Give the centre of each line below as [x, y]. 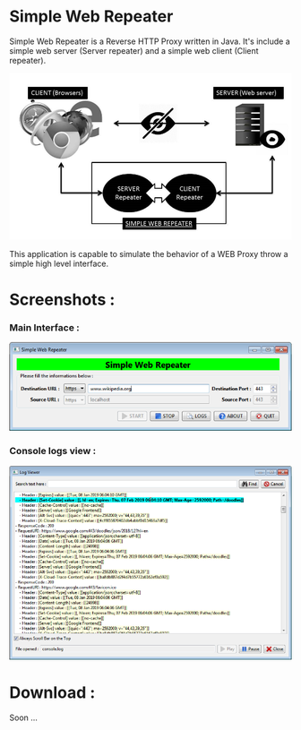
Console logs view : [53, 451]
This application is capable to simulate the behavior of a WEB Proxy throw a [149, 253]
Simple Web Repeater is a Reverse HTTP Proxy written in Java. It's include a [150, 41]
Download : [52, 693]
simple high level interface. [59, 263]
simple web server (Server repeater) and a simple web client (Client [134, 50]
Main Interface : [44, 327]
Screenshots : [62, 300]
